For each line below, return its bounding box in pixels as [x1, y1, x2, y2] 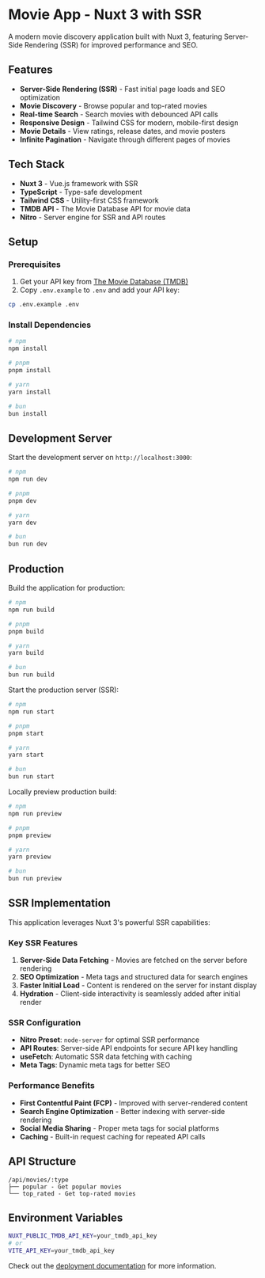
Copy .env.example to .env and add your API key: [19, 285, 180, 295]
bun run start [8, 773, 55, 781]
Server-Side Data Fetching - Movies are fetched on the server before [19, 956, 248, 965]
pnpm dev [8, 496, 37, 504]
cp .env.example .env [8, 301, 80, 309]
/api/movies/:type [8, 1176, 69, 1184]
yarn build [8, 649, 44, 657]
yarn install [8, 388, 51, 396]
